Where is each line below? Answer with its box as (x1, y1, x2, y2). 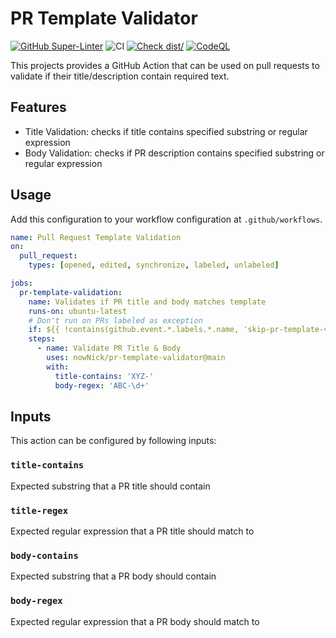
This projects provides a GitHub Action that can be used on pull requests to (10, 59, 320, 71)
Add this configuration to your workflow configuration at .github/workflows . (10, 213, 323, 225)
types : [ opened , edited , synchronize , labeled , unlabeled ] (28, 260, 280, 271)
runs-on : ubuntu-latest (28, 306, 128, 316)
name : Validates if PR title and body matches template (28, 297, 267, 307)
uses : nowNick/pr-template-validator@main (46, 353, 226, 363)
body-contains (10, 550, 79, 561)
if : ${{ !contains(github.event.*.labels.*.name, (28, 325, 240, 335)
